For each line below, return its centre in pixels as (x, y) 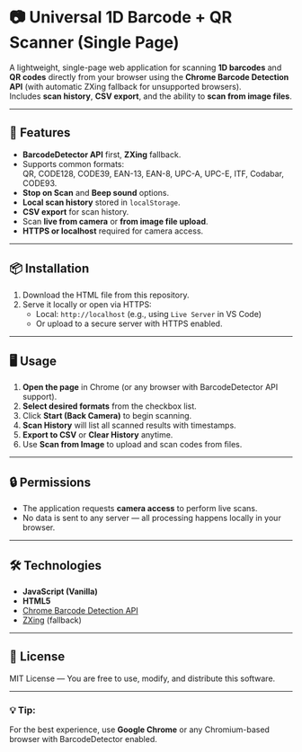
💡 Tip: (22, 710)
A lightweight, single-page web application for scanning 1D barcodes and (146, 67)
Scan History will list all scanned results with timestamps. (129, 425)
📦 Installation (49, 269)
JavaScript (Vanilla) (60, 591)
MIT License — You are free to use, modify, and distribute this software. (142, 678)
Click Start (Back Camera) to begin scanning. (107, 416)
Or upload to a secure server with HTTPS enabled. (129, 323)
